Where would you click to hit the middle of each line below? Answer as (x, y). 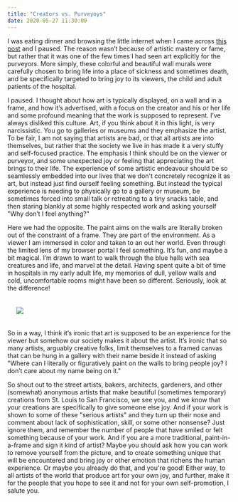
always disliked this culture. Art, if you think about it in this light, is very (111, 122)
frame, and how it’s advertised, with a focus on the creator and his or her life (119, 108)
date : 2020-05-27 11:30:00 (47, 21)
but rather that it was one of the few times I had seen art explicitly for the (114, 56)
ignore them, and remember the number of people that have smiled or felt (115, 430)
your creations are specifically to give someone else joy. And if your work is (118, 407)
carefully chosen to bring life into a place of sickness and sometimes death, (118, 71)
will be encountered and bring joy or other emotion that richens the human (116, 460)
